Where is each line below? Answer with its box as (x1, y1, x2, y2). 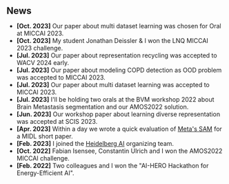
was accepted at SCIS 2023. (16, 118, 98, 125)
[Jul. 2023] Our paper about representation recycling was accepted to (16, 51, 218, 59)
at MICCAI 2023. (16, 29, 64, 37)
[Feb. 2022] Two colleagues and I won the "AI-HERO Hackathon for (16, 162, 209, 169)
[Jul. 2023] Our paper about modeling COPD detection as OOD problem (16, 66, 222, 74)
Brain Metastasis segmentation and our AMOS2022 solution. (16, 103, 189, 111)
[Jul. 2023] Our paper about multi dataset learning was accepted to (16, 81, 210, 89)
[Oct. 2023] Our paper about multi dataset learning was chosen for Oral (16, 22, 221, 30)
